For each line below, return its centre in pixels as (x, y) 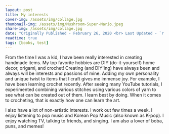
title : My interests (27, 15)
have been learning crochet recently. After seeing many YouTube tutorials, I (84, 84)
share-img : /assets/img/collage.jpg (44, 29)
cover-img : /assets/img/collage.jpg (44, 19)
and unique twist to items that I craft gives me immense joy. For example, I (82, 78)
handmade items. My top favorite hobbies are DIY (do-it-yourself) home (80, 62)
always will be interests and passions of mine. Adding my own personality (82, 73)
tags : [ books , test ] (27, 43)
